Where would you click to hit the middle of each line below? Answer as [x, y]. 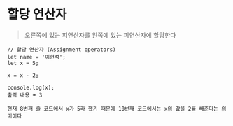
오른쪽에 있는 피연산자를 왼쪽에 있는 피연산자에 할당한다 [100, 35]
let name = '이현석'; [37, 57]
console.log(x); [31, 87]
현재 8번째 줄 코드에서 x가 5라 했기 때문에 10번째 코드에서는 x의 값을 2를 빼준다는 [113, 108]
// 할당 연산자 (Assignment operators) [62, 50]
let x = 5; [23, 63]
